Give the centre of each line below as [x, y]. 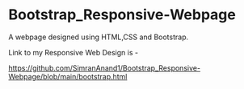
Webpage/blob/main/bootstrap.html [68, 76]
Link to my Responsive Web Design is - [74, 52]
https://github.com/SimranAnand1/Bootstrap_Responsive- [104, 68]
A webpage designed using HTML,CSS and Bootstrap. [98, 37]
